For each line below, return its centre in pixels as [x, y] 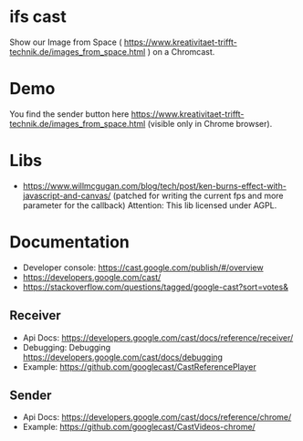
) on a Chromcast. [181, 51]
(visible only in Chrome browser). [210, 123]
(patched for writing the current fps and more [199, 195]
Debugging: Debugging [67, 347]
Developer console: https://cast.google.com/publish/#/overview [143, 268]
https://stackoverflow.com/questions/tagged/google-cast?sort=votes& [156, 287]
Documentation [70, 242]
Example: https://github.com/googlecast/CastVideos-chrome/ [139, 427]
